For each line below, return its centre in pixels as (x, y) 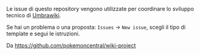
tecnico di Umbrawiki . (34, 15)
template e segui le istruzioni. (43, 34)
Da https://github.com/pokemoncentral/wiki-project (71, 46)
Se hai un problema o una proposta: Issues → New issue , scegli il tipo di (96, 27)
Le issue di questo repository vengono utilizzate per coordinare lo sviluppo (100, 9)
